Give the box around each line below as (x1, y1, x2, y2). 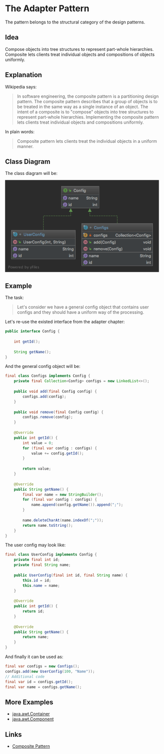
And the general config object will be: (5, 364, 81, 369)
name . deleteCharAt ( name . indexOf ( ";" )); (22, 517, 104, 523)
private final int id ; (14, 558, 60, 562)
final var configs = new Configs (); (5, 664, 80, 669)
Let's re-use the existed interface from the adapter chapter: (5, 319, 125, 325)
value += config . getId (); (31, 451, 84, 456)
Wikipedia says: (5, 84, 37, 89)
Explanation (5, 71, 42, 79)
